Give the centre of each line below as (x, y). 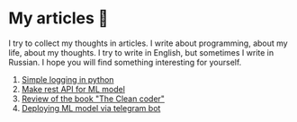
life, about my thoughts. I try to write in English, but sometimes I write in (141, 52)
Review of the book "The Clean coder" (93, 99)
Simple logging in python (67, 79)
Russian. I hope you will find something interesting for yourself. (125, 62)
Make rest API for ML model (73, 89)
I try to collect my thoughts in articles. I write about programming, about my (148, 43)
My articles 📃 (58, 18)
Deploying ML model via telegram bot (91, 108)
